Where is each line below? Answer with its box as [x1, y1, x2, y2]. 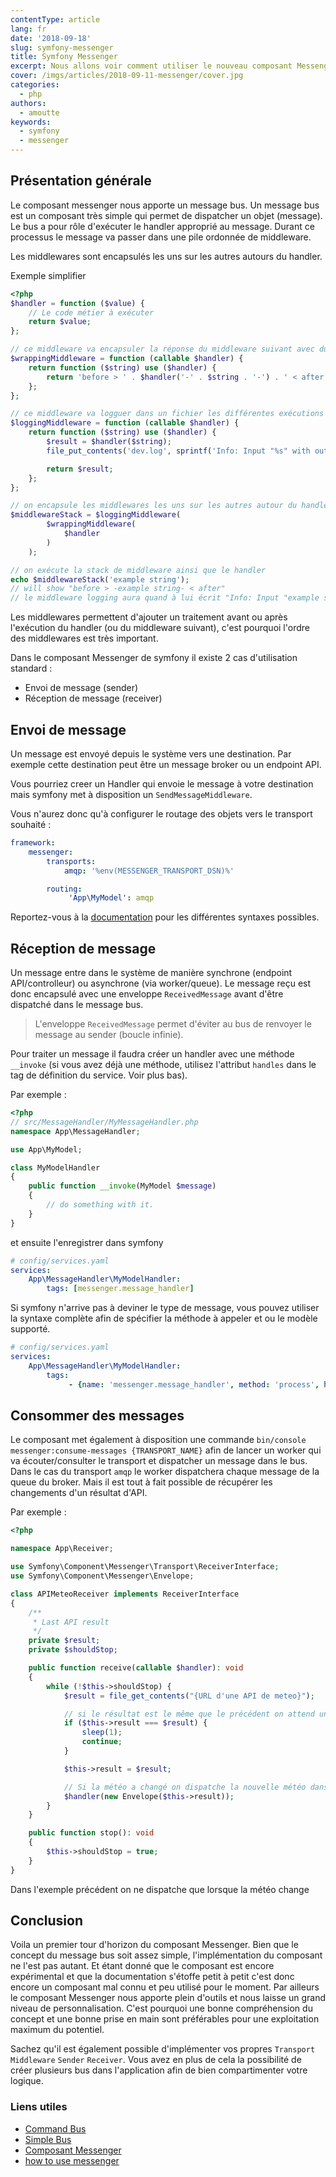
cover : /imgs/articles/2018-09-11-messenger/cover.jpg [10, 71, 244, 81]
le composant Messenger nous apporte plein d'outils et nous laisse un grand [10, 1992, 327, 2004]
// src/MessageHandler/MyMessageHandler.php [10, 1117, 199, 1127]
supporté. [10, 1323, 51, 1335]
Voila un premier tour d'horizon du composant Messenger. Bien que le [10, 1939, 299, 1951]
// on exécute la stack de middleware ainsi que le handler [10, 565, 267, 575]
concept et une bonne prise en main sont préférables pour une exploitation [10, 2013, 320, 2025]
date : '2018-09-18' [10, 33, 92, 43]
